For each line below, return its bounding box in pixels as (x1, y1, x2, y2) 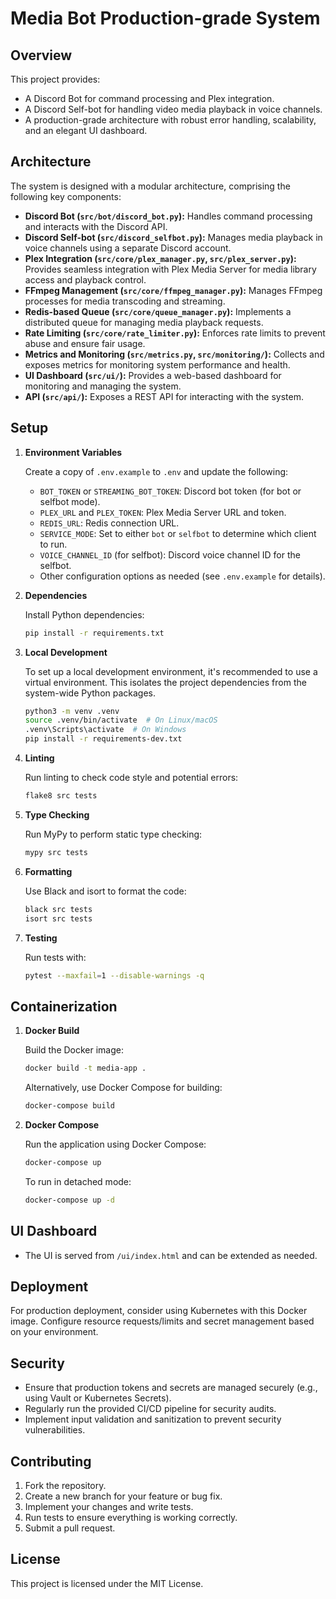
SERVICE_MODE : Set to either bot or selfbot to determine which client (39, 527, 317, 539)
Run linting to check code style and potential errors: (24, 772, 239, 783)
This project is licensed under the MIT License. (10, 1577, 204, 1589)
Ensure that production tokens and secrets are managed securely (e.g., (24, 1382, 318, 1394)
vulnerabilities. (24, 1424, 86, 1436)
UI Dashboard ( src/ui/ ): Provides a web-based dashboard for (24, 369, 282, 381)
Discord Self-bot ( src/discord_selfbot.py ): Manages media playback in (24, 231, 323, 243)
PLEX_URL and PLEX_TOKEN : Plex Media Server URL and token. (39, 506, 287, 518)
